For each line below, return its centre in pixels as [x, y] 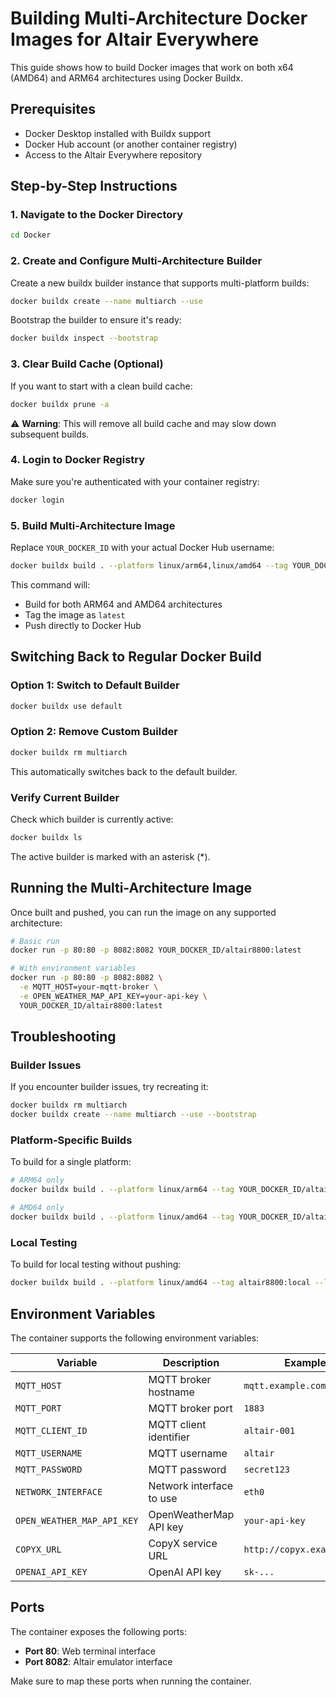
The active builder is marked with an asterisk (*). [110, 856]
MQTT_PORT [38, 1408]
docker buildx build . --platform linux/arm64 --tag [122, 1190]
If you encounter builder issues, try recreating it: [109, 1087]
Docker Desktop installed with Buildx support [118, 133]
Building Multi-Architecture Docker [159, 18]
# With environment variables [73, 968]
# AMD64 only [37, 1208]
